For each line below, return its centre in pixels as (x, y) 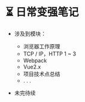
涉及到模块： (30, 33)
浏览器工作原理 (42, 46)
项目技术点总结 (42, 74)
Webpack (35, 60)
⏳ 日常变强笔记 (42, 12)
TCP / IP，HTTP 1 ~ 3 (49, 54)
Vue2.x (32, 67)
